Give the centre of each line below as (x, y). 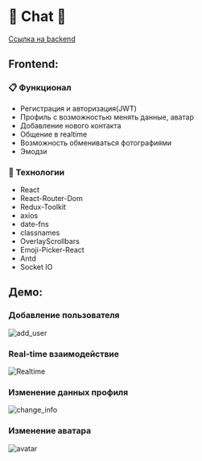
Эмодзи (33, 151)
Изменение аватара (49, 431)
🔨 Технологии (37, 172)
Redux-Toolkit (43, 207)
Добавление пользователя (64, 316)
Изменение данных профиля (68, 392)
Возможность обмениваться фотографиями (96, 142)
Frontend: (33, 64)
